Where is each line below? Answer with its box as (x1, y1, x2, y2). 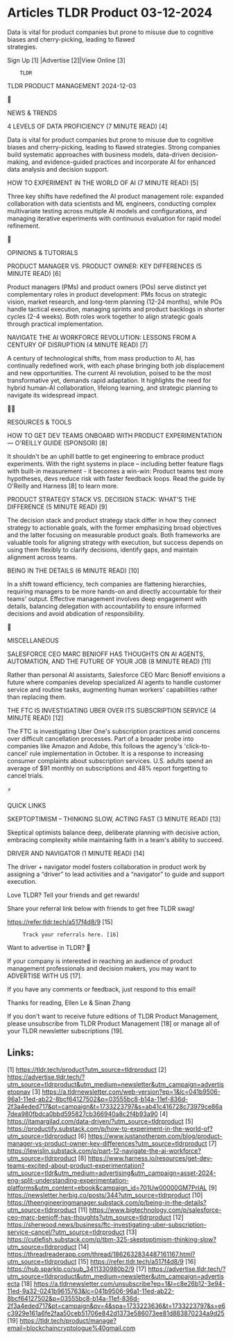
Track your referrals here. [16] (22, 931, 119, 938)
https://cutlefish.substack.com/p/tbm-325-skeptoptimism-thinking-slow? (7, 1235, 217, 1243)
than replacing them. (7, 693, 67, 701)
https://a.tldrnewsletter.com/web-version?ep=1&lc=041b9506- (42, 1087, 221, 1096)
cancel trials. (7, 771, 44, 780)
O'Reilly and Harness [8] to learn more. (7, 482, 119, 490)
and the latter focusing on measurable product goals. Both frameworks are (7, 530, 221, 539)
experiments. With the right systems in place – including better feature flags (7, 459, 224, 468)
